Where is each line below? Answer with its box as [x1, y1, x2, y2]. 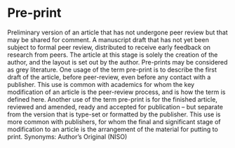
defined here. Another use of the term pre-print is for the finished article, [7, 95, 217, 103]
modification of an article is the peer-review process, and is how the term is [7, 88, 226, 96]
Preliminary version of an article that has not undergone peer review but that [7, 28, 228, 36]
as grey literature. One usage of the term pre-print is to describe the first [7, 65, 217, 74]
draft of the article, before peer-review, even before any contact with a [7, 72, 211, 81]
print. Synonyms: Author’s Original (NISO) [7, 132, 128, 141]
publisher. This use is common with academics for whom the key [7, 80, 195, 88]
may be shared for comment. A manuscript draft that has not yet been [7, 35, 209, 43]
